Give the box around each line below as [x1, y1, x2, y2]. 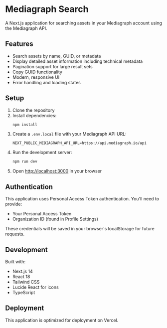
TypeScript [12, 289, 35, 295]
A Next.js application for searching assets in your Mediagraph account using [5, 20, 163, 26]
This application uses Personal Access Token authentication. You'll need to [5, 196, 160, 202]
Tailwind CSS [12, 279, 40, 285]
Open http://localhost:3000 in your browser [12, 168, 102, 174]
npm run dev [12, 159, 37, 164]
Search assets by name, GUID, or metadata [12, 53, 101, 59]
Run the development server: [12, 150, 72, 156]
